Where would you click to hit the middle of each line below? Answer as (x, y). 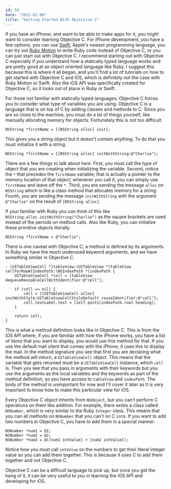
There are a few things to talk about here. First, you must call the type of (81, 163)
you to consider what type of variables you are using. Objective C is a (78, 104)
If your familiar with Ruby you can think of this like (58, 211)
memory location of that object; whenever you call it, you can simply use (82, 180)
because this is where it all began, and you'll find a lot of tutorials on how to (85, 72)
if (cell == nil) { (35, 289)
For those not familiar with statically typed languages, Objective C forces (82, 98)
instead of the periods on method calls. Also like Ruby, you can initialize (80, 222)
